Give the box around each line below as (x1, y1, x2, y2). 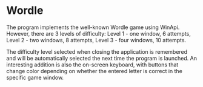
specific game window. (6, 74, 64, 81)
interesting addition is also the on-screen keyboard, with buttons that (6, 61, 179, 68)
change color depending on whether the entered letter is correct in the (6, 67, 183, 74)
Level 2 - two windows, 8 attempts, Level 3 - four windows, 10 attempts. (6, 36, 187, 43)
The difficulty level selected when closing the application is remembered (6, 48, 188, 55)
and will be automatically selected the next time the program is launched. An (6, 54, 197, 62)
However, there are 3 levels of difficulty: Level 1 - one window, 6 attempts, (6, 30, 191, 37)
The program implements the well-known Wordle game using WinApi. (6, 24, 180, 31)
